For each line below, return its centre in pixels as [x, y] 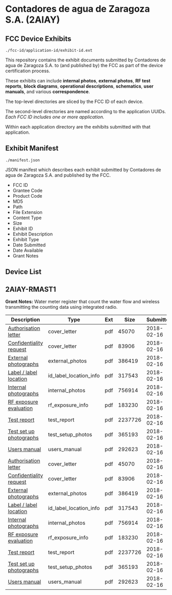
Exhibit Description [33, 234]
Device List [24, 272]
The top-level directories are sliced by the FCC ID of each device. [74, 101]
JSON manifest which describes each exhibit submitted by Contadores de [83, 169]
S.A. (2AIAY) [33, 20]
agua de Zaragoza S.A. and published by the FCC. [58, 175]
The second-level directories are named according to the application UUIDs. [86, 111]
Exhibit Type [26, 239]
